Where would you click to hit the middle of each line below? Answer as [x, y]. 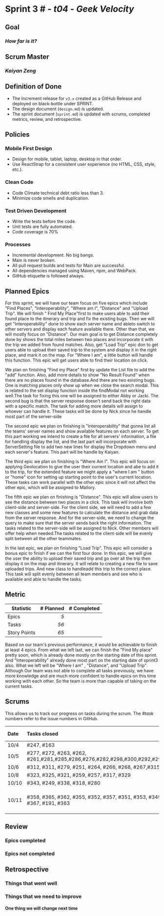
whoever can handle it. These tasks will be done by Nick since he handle [78, 412]
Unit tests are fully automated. [42, 227]
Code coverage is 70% [35, 231]
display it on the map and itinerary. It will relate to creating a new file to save [81, 564]
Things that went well [31, 883]
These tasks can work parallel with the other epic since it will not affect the [80, 482]
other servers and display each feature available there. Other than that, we [80, 329]
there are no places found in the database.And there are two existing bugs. [80, 380]
